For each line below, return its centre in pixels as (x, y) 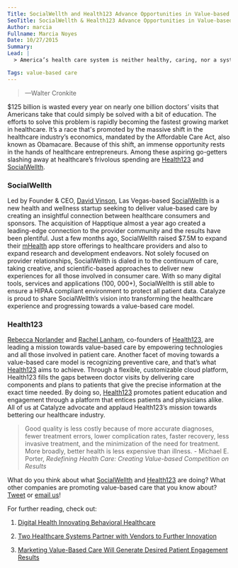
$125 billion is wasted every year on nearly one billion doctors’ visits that (113, 106)
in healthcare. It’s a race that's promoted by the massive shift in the (105, 129)
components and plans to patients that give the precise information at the (114, 385)
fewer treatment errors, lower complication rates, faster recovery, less (127, 436)
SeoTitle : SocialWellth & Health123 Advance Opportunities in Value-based (120, 21)
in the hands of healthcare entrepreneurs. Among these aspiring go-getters (118, 152)
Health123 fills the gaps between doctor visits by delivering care (101, 377)
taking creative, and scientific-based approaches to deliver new (100, 268)
